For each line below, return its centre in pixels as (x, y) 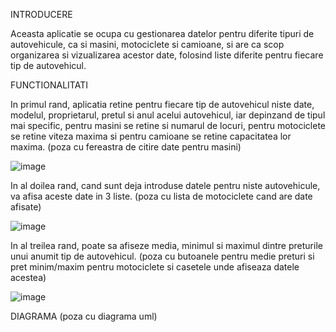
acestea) (28, 277)
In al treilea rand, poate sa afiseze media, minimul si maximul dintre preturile (166, 245)
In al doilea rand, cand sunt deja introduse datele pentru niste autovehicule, (165, 185)
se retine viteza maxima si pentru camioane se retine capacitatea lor (151, 136)
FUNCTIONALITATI (49, 85)
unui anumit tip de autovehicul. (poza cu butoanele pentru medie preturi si (162, 256)
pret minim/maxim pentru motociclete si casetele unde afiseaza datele (155, 267)
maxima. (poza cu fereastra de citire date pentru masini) (126, 147)
